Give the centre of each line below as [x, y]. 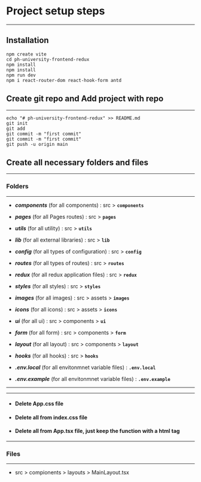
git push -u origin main [37, 144]
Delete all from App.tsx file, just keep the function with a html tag [97, 431]
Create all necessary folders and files [77, 162]
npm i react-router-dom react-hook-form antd [64, 80]
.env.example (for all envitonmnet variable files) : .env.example [92, 379]
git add [16, 129]
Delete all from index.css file [51, 417]
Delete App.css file [39, 404]
